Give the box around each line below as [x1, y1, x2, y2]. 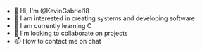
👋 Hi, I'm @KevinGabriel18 [13, 7, 90, 15]
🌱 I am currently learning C [13, 22, 92, 30]
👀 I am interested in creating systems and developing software [13, 14, 196, 22]
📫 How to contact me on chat [13, 37, 101, 45]
